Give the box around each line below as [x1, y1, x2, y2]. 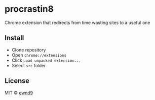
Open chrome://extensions [11, 52, 67, 58]
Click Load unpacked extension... [11, 57, 81, 63]
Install [4, 34, 24, 42]
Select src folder [11, 62, 46, 68]
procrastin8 [4, 3, 54, 15]
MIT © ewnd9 [4, 90, 33, 96]
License [4, 77, 30, 85]
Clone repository [11, 47, 46, 52]
